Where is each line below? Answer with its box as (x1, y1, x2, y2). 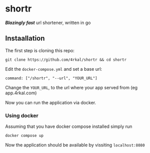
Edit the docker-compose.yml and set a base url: (5, 66, 102, 72)
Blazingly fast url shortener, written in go (5, 20, 91, 26)
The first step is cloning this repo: (5, 47, 75, 53)
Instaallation (5, 34, 45, 43)
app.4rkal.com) (5, 90, 37, 96)
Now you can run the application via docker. (5, 99, 96, 105)
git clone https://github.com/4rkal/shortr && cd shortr (5, 57, 127, 62)
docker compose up (5, 133, 44, 138)
